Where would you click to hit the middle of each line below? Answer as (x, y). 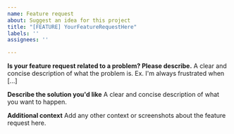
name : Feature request (41, 14)
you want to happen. (37, 102)
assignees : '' (28, 40)
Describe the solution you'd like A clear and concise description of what (113, 95)
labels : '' (23, 33)
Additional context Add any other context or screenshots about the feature (117, 116)
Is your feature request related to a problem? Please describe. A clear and (117, 66)
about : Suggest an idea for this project (69, 20)
